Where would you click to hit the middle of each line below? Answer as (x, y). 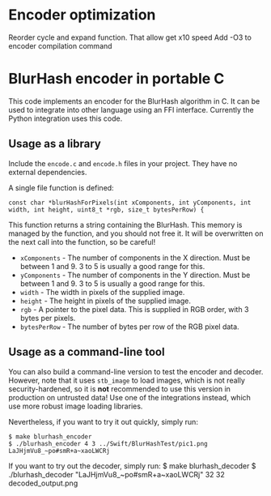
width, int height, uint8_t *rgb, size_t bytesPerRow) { (106, 210)
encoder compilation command (60, 45)
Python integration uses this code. (66, 118)
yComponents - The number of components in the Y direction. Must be (135, 275)
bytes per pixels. (48, 318)
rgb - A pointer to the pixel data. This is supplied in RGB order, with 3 (134, 309)
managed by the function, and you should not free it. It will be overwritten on (136, 233)
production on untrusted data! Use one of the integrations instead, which (129, 397)
